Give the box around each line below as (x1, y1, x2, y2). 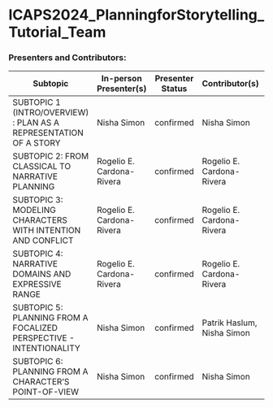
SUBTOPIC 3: (12, 194, 63, 206)
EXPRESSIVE (12, 279, 63, 290)
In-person (101, 73, 142, 85)
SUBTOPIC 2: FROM (12, 150, 89, 162)
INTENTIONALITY (12, 343, 81, 354)
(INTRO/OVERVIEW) (12, 107, 89, 119)
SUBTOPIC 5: (12, 302, 63, 314)
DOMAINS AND (12, 268, 71, 280)
